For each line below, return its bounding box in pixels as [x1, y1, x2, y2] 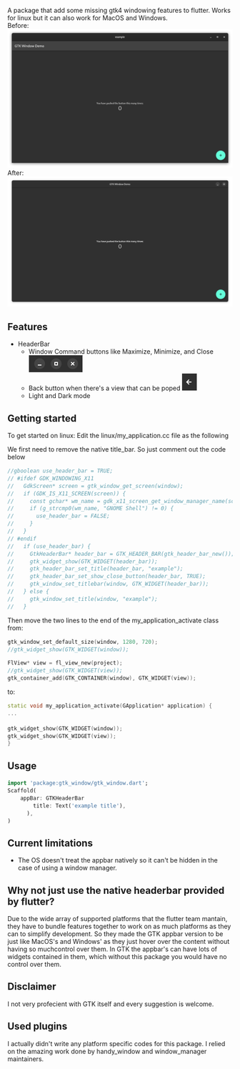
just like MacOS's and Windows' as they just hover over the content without [7, 938, 230, 945]
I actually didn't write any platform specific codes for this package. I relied [7, 1039, 226, 1048]
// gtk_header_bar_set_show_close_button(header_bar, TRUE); [7, 573, 206, 580]
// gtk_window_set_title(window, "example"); [7, 595, 159, 602]
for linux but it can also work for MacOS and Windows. [7, 14, 168, 22]
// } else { [7, 588, 50, 595]
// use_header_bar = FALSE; [7, 512, 111, 520]
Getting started [7, 412, 77, 424]
